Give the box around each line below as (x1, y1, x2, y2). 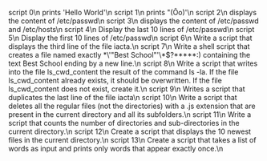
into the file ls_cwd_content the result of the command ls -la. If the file (8, 67, 239, 76)
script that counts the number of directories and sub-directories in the (8, 119, 240, 127)
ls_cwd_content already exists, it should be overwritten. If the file (8, 76, 222, 85)
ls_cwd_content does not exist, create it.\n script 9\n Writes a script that (8, 84, 246, 94)
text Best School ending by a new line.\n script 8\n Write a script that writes (8, 58, 258, 68)
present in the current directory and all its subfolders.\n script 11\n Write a (8, 110, 252, 119)
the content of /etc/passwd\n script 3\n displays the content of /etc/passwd (8, 16, 259, 26)
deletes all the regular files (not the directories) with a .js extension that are (8, 101, 256, 111)
